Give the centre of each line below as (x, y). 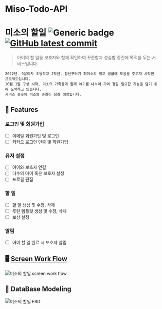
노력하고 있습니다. (26, 89)
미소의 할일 (26, 33)
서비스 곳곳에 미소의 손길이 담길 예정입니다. (43, 95)
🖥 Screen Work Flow (36, 259)
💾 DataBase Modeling (38, 289)
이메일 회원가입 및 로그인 (36, 135)
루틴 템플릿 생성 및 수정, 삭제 (39, 211)
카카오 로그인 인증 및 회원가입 (40, 142)
